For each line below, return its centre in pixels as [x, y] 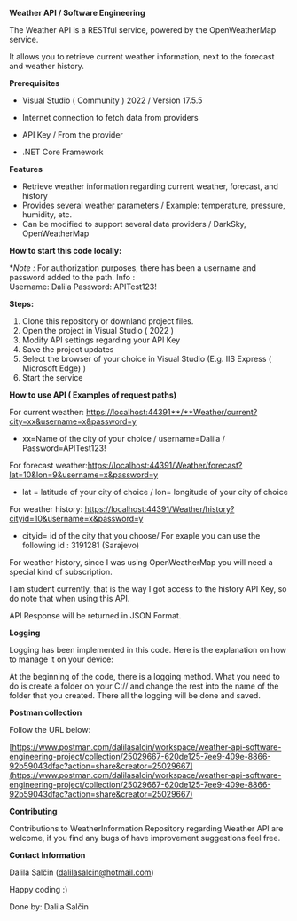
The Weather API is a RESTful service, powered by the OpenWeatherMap [143, 30]
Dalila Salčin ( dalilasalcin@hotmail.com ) [82, 872]
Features [26, 169]
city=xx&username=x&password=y [73, 421]
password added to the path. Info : [72, 277]
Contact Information [47, 855]
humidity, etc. [47, 215]
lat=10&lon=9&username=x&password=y [84, 475]
